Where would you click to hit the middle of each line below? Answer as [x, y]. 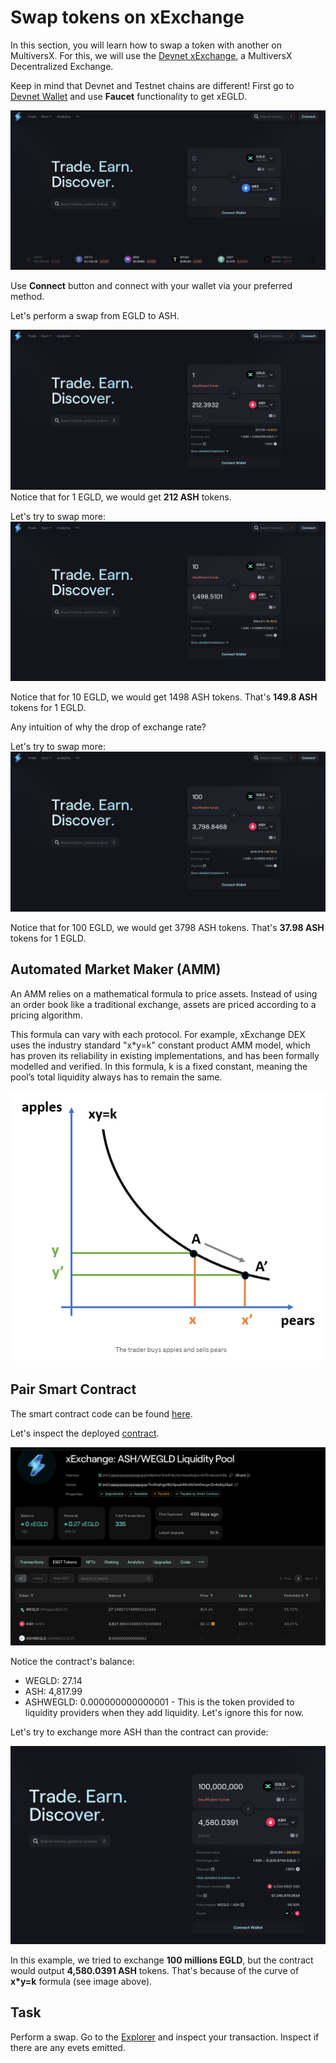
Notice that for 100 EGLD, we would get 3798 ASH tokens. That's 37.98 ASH [167, 927]
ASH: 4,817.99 [53, 1691]
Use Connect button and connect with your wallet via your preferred [151, 286]
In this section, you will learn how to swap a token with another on [146, 45]
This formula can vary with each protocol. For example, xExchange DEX [158, 1034]
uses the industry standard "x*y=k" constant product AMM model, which [160, 1045]
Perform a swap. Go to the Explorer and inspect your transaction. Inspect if [165, 2037]
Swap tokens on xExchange [127, 17]
